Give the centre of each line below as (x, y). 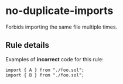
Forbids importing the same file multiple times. (61, 27)
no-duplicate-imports (59, 11)
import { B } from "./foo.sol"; (45, 75)
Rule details (27, 45)
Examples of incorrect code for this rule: (54, 59)
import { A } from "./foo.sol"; (45, 70)
